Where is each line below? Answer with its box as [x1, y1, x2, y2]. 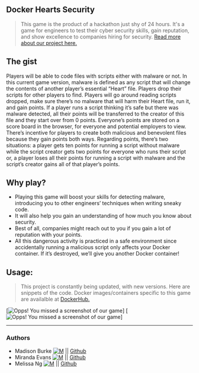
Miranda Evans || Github [14, 353, 86, 361]
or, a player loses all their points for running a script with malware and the [6, 154, 185, 161]
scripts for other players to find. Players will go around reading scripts [6, 91, 176, 98]
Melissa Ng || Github [14, 360, 77, 367]
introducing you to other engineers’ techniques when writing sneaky [14, 200, 182, 207]
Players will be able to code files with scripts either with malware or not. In [6, 72, 188, 79]
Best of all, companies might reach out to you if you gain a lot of [14, 225, 171, 232]
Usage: [6, 267, 34, 278]
